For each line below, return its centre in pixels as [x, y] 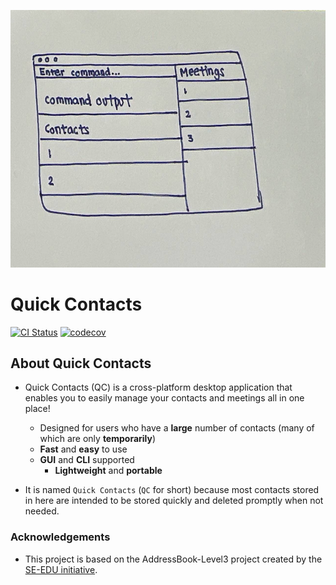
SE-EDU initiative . [61, 569]
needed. [42, 511]
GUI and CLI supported [87, 460]
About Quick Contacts [81, 363]
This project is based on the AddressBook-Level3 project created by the [173, 559]
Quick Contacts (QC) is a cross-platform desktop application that [158, 387]
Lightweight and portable [108, 471]
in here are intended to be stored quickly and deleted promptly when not [174, 501]
